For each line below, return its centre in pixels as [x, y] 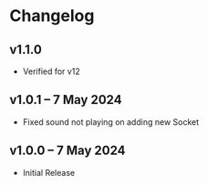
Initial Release [49, 172]
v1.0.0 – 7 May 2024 [67, 151]
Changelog [52, 16]
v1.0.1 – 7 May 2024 [66, 100]
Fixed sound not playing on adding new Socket [111, 122]
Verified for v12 [51, 71]
